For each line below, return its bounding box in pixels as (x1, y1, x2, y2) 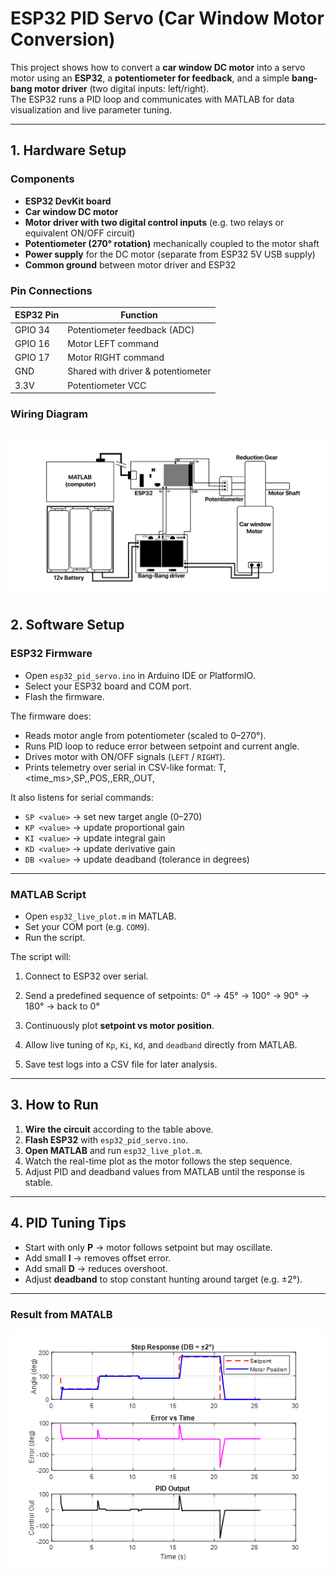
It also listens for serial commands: (10, 791, 154, 803)
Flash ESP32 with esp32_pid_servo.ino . (24, 1133, 189, 1146)
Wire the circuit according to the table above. (24, 1123, 214, 1135)
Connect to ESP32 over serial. (24, 970, 149, 982)
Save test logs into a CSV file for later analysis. (24, 1058, 218, 1070)
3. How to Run (10, 1097, 99, 1114)
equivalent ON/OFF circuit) (24, 227, 136, 239)
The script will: (10, 950, 72, 962)
